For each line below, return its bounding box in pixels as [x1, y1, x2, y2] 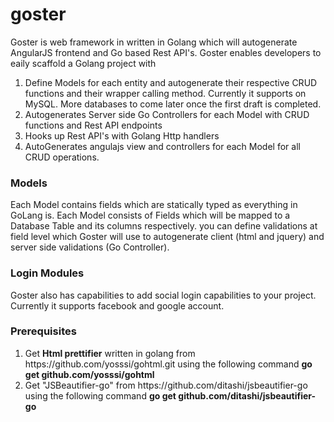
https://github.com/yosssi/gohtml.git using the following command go [24, 358, 313, 370]
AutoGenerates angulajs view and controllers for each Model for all [24, 140, 301, 152]
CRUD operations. [24, 151, 100, 163]
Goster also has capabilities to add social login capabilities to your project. [10, 289, 317, 301]
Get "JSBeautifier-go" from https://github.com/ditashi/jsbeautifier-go [24, 379, 308, 391]
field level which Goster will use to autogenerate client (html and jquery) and [10, 231, 325, 243]
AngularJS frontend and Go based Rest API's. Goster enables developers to [10, 46, 322, 58]
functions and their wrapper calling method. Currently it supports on [24, 87, 307, 99]
